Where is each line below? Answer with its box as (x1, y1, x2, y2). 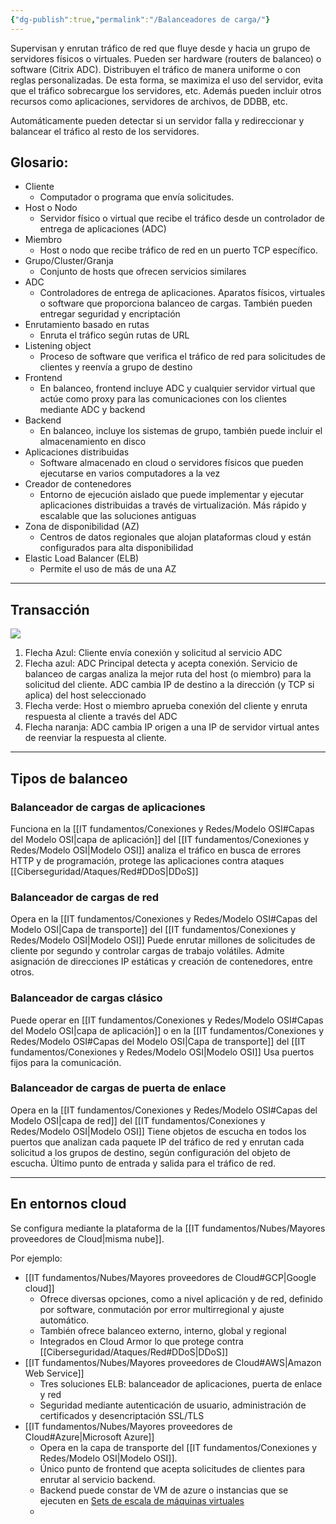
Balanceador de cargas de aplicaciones (10, 800, 206, 814)
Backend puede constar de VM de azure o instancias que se (39, 1484, 289, 1496)
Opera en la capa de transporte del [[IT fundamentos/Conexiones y (39, 1441, 318, 1453)
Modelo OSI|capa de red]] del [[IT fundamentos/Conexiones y (10, 1114, 266, 1126)
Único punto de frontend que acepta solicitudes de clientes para (39, 1462, 306, 1475)
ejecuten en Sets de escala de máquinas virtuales (39, 1494, 245, 1506)
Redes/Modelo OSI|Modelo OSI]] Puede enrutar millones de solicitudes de (10, 934, 316, 946)
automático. (39, 1314, 90, 1326)
